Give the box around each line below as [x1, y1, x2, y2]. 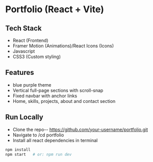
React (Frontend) [12, 37, 48, 43]
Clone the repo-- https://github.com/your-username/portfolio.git [12, 126, 148, 132]
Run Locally [5, 113, 43, 122]
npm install [5, 147, 31, 152]
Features [5, 68, 34, 77]
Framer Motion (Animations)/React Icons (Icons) [12, 43, 114, 49]
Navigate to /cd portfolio [12, 131, 64, 138]
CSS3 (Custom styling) [12, 53, 61, 60]
